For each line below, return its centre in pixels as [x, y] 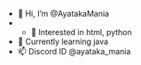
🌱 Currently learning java [63, 41]
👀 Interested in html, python [82, 32]
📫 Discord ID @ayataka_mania [74, 51]
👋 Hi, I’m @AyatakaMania [63, 14]
